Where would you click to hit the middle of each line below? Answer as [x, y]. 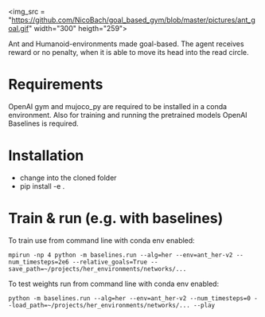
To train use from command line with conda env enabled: [101, 240]
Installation [46, 156]
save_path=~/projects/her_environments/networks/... [97, 269]
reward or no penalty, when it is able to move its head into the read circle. [129, 52]
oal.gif [19, 28]
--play [205, 305]
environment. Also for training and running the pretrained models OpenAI [128, 115]
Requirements [56, 85]
